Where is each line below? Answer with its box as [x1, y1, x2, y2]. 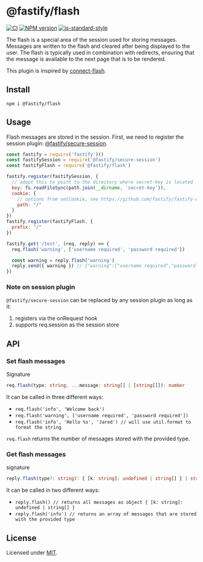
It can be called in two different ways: [6, 486, 100, 494]
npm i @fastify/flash [6, 101, 61, 107]
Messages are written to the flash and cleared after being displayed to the [6, 42, 190, 50]
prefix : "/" [11, 224, 42, 231]
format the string [14, 425, 62, 431]
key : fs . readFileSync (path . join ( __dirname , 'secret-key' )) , [11, 185, 166, 191]
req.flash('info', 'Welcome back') [14, 406, 105, 412]
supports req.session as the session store [14, 321, 120, 328]
